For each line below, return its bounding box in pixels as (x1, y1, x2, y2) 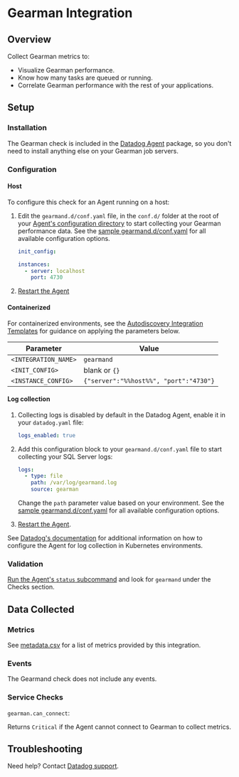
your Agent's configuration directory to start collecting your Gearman (17, 219, 221, 227)
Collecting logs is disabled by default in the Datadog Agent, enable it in (17, 410, 226, 419)
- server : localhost (24, 267, 85, 274)
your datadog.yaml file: (17, 418, 84, 427)
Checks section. (7, 583, 55, 591)
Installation (7, 123, 48, 133)
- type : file (24, 473, 63, 480)
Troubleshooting (7, 743, 83, 755)
